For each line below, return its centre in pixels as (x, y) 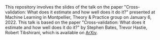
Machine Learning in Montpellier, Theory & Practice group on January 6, (78, 17)
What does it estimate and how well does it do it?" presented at (91, 12)
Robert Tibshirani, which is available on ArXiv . (51, 33)
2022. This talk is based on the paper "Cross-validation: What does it (75, 22)
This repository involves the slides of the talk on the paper (64, 7)
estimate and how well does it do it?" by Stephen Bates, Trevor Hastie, (76, 27)
